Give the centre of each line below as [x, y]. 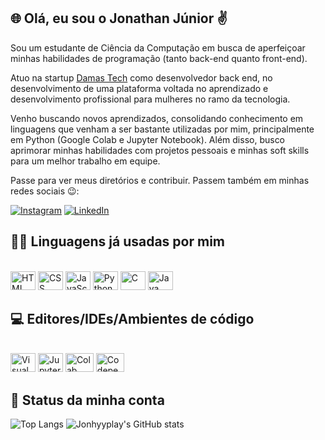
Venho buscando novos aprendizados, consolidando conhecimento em [157, 118]
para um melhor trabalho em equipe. [85, 161]
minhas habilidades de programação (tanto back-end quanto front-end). [159, 58]
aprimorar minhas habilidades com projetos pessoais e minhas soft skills [160, 150]
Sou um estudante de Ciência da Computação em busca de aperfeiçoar [158, 47]
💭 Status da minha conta [87, 400]
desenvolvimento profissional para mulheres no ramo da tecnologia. [150, 99]
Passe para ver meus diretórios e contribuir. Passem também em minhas [160, 180]
